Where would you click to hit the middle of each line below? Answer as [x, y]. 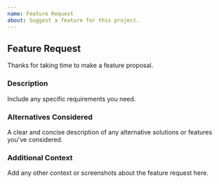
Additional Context [40, 157]
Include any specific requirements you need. [72, 99]
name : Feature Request [40, 14]
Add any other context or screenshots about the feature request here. [108, 173]
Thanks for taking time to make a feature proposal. [80, 65]
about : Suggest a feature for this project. [73, 20]
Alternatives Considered [50, 117]
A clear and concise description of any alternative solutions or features [110, 132]
